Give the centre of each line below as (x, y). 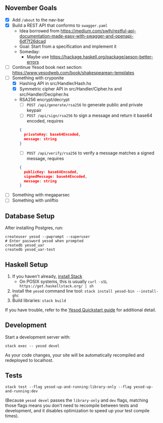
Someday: (29, 51)
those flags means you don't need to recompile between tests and (72, 405)
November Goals (31, 8)
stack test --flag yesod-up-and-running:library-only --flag (68, 387)
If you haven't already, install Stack (47, 276)
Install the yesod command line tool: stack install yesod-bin (73, 291)
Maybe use (38, 57)
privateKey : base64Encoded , (52, 135)
